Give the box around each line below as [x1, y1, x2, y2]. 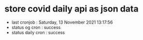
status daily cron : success [11, 29, 65, 35]
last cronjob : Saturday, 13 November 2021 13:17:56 [11, 19, 113, 25]
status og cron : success [11, 24, 61, 30]
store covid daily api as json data [4, 3, 139, 14]
